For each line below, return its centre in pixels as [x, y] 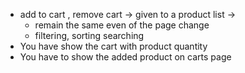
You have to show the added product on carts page [125, 57]
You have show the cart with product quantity [113, 46]
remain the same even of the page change [122, 25]
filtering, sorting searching [89, 35]
